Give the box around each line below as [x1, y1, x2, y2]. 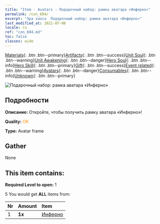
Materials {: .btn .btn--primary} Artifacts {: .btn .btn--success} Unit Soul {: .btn [5, 52, 156, 58]
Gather [5, 142, 27, 150]
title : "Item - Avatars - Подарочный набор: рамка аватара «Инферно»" [5, 7, 151, 12]
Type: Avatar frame [5, 128, 44, 134]
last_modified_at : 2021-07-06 [5, 20, 66, 26]
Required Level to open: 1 [5, 182, 57, 188]
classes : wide [5, 39, 34, 44]
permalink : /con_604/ [5, 12, 49, 17]
